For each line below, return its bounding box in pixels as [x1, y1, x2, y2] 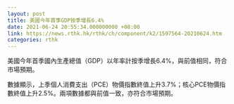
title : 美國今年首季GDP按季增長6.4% [7, 17, 104, 24]
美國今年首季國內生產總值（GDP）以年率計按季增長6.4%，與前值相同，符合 [7, 57, 228, 65]
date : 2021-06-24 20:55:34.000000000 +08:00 [7, 23, 140, 30]
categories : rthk [7, 37, 58, 44]
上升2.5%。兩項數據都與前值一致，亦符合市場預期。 [25, 89, 178, 98]
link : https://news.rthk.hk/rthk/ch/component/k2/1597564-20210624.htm [7, 30, 222, 37]
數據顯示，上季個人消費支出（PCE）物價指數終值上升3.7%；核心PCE [7, 80, 208, 89]
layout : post [7, 10, 46, 18]
